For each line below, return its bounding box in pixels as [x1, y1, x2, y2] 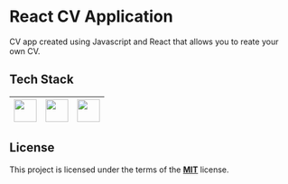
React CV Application [9, 6, 173, 27]
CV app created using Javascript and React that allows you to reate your [9, 36, 279, 47]
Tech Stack [9, 72, 74, 87]
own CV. [9, 45, 41, 56]
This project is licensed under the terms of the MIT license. [9, 164, 229, 175]
